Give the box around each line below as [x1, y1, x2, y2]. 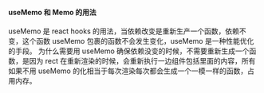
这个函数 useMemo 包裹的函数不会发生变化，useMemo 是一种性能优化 [22, 37, 254, 46]
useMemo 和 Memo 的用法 [8, 7, 97, 17]
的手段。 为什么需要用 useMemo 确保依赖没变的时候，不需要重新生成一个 [8, 46, 250, 56]
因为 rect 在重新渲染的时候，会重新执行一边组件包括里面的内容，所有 [29, 56, 256, 66]
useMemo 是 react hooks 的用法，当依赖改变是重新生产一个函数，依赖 [8, 26, 239, 36]
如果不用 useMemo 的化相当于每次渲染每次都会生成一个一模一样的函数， [8, 66, 248, 76]
